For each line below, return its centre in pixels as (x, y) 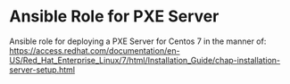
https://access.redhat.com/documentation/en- (95, 50)
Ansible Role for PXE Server (114, 17)
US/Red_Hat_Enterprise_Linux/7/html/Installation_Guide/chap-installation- (145, 60)
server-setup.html (42, 70)
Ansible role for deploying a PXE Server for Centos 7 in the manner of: (138, 41)
